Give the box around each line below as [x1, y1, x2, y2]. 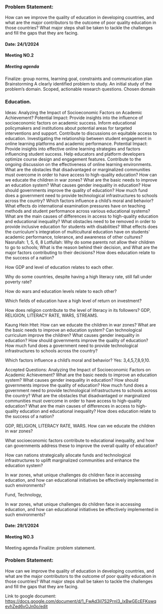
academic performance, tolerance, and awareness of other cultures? [5, 234, 143, 240]
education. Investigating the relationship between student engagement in [5, 135, 152, 141]
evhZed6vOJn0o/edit [5, 603, 48, 609]
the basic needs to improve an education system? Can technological [5, 327, 142, 333]
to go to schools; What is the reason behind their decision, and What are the [5, 244, 158, 250]
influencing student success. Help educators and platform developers [5, 151, 145, 157]
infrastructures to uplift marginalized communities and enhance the [5, 457, 140, 463]
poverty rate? [5, 279, 32, 285]
